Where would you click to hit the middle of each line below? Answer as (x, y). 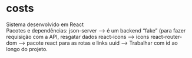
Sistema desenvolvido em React (45, 24)
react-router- (166, 37)
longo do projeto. (27, 49)
